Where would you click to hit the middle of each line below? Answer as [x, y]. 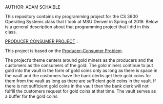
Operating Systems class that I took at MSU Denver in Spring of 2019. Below [82, 22]
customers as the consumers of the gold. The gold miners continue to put [79, 65]
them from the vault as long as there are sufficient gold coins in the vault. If [81, 81]
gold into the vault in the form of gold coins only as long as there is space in [81, 70]
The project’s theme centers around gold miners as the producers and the [79, 60]
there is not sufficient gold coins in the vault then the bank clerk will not [77, 86]
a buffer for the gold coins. [32, 96]
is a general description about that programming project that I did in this [77, 27]
